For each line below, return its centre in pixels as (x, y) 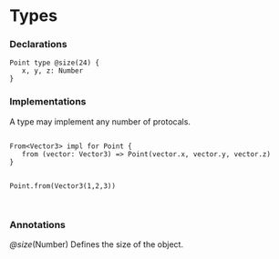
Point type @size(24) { (55, 63)
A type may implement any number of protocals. (100, 121)
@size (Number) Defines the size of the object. (97, 244)
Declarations (38, 45)
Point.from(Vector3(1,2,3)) (63, 186)
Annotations (37, 224)
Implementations (48, 102)
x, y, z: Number (52, 71)
